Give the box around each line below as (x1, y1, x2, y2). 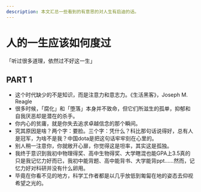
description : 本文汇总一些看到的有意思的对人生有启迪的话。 (6, 8, 139, 15)
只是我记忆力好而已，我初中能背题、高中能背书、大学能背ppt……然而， (14, 157, 190, 165)
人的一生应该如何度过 (6, 36, 112, 49)
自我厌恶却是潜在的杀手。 (14, 113, 78, 120)
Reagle (14, 98, 32, 105)
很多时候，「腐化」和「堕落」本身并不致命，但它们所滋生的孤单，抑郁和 (14, 105, 191, 112)
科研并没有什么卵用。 (35, 165, 89, 172)
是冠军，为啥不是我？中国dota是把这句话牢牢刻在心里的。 (14, 135, 157, 142)
